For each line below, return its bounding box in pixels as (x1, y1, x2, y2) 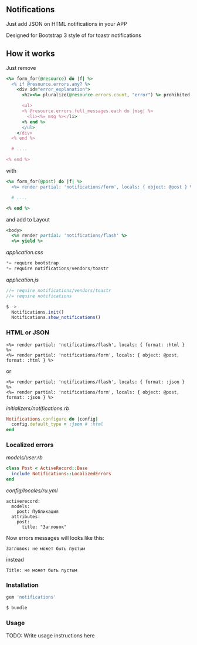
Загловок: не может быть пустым (6, 546, 85, 552)
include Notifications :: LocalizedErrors (11, 471, 111, 477)
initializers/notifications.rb (6, 405, 69, 412)
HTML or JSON (6, 328, 50, 337)
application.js (6, 276, 39, 283)
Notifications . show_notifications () (11, 314, 101, 321)
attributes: (11, 514, 41, 520)
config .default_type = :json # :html (11, 421, 104, 428)
